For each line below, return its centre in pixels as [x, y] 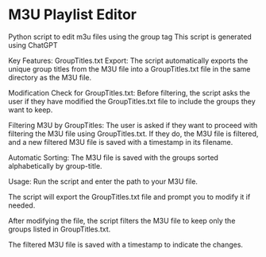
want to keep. [31, 110]
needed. [22, 205]
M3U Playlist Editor [73, 15]
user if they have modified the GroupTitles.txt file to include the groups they [132, 101]
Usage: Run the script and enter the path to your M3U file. [103, 181]
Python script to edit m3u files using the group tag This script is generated [130, 37]
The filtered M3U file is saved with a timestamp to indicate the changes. [126, 244]
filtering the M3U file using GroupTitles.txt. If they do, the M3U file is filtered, [133, 134]
